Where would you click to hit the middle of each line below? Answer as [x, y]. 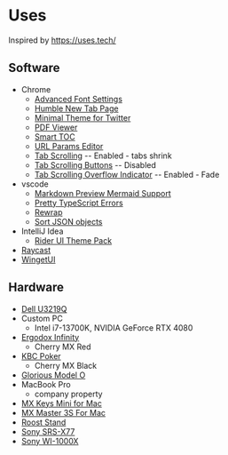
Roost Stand [43, 422]
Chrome [36, 89]
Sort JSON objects [68, 221]
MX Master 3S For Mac [63, 412]
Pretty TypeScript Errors [79, 203]
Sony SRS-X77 [48, 431]
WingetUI [38, 259]
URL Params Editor [69, 146]
